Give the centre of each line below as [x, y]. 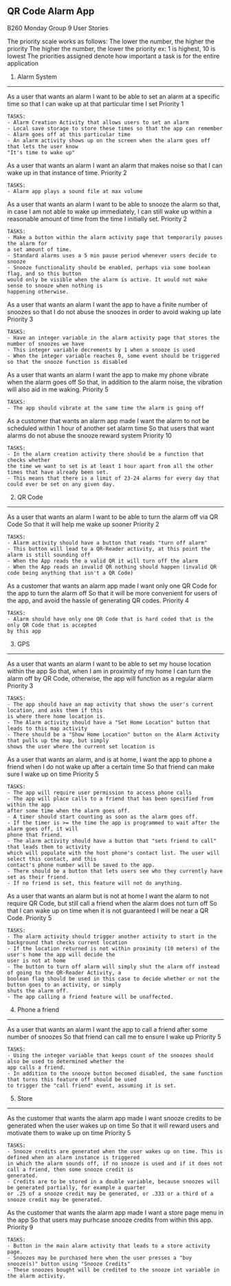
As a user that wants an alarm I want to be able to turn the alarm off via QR [113, 517]
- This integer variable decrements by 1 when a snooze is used [101, 350]
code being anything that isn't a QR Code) [70, 573]
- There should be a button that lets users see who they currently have [115, 871]
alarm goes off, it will [43, 829]
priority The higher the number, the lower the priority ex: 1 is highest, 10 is [111, 48]
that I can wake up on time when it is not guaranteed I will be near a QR [108, 910]
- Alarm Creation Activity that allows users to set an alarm [98, 122]
